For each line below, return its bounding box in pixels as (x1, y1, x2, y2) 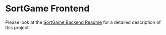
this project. (5, 24, 30, 30)
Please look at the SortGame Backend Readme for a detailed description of (5, 19, 161, 25)
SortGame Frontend (5, 3, 90, 14)
